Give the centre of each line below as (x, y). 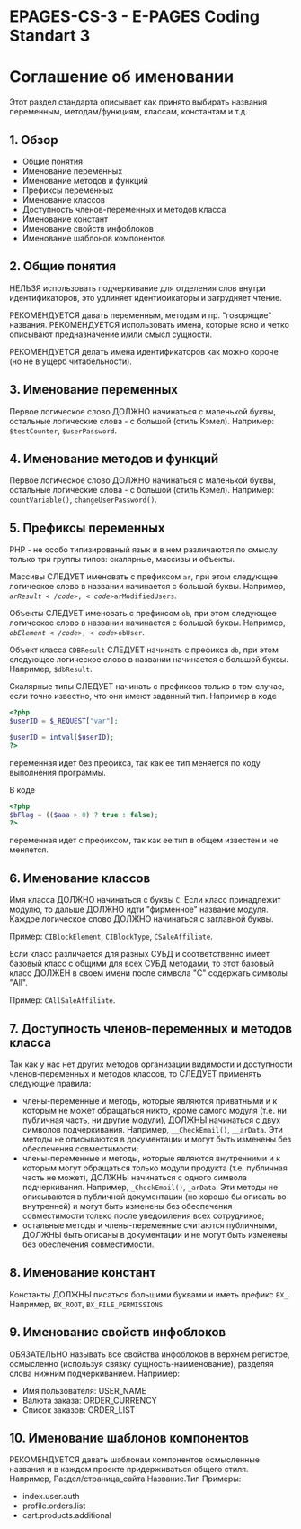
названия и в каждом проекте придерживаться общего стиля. (129, 1470)
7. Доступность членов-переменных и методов (151, 1028)
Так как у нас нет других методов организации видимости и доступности (151, 1064)
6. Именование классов (80, 878)
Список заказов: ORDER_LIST (79, 1410)
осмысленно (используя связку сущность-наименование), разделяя (142, 1363)
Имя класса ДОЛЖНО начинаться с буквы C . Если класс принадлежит (145, 900)
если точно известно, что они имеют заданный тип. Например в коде (143, 696)
